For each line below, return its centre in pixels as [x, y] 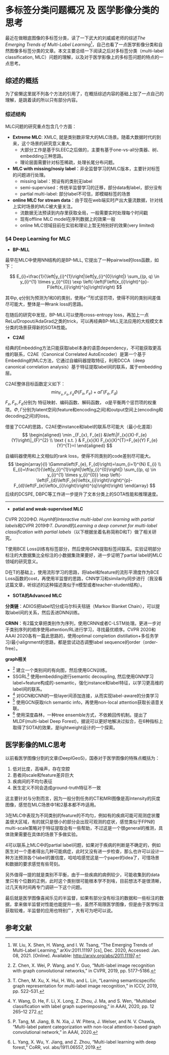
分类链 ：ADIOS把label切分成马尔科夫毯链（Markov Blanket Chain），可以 [80, 606]
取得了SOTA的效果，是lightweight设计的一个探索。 [65, 727]
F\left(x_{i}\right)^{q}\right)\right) [81, 287]
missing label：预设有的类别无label [56, 181]
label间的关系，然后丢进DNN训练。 [46, 612]
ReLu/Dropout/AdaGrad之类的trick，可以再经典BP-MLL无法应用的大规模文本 [84, 321]
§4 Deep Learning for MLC [38, 238]
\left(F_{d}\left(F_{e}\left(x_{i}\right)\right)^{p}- [84, 480]
